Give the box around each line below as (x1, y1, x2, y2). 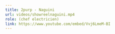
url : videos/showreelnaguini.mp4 (5, 12, 75, 17)
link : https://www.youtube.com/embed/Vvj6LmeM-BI (5, 21, 111, 26)
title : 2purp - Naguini (5, 7, 55, 12)
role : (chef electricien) (5, 16, 59, 21)
